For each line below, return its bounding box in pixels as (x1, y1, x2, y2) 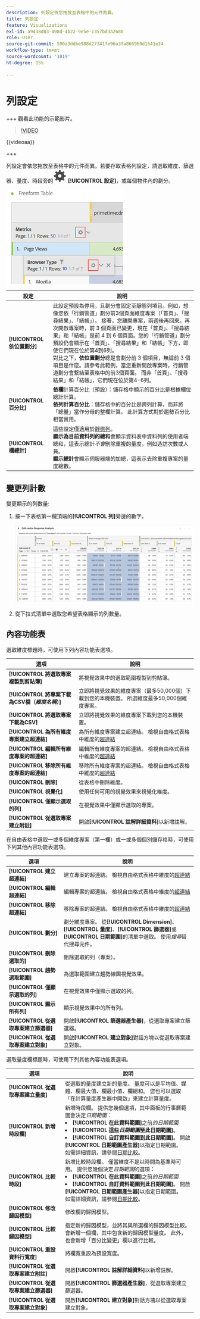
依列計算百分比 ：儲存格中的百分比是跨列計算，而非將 (52, 401, 183, 408)
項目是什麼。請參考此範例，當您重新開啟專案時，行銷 (52, 362, 183, 369)
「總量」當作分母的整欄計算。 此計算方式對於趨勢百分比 (52, 408, 190, 415)
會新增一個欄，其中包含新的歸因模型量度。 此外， (65, 1229, 186, 1236)
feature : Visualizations (6, 22, 68, 28)
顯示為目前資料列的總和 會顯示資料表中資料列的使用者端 (52, 432, 189, 440)
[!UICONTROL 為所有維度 (8, 728, 71, 735)
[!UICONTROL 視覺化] (8, 788, 63, 795)
